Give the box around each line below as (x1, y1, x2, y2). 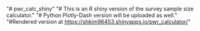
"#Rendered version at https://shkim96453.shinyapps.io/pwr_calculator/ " (6, 18, 191, 25)
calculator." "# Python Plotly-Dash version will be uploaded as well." (6, 12, 177, 19)
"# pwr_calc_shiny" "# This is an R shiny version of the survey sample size (6, 5, 194, 12)
